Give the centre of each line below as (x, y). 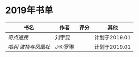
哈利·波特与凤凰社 (29, 47)
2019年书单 (29, 10)
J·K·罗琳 (65, 47)
